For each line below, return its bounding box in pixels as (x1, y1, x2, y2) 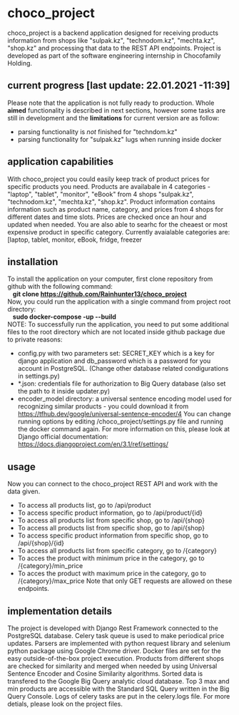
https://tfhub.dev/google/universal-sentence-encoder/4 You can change (17, 410, 232, 418)
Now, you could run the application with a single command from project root (7, 297, 231, 306)
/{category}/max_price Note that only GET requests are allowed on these (17, 577, 233, 585)
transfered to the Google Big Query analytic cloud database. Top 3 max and (7, 677, 230, 685)
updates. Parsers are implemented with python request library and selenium (7, 639, 230, 647)
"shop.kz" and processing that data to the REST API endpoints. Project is (7, 43, 221, 52)
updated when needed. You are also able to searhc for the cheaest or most (7, 220, 228, 229)
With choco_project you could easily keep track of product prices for (7, 175, 210, 183)
